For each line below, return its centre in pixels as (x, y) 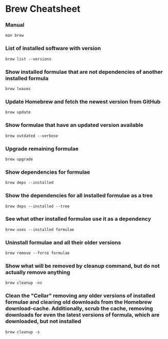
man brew (15, 36)
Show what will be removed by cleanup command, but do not (82, 266)
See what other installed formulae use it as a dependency (78, 219)
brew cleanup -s (23, 332)
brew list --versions (28, 59)
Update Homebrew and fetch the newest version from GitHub (83, 102)
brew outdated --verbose (32, 136)
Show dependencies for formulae (48, 172)
